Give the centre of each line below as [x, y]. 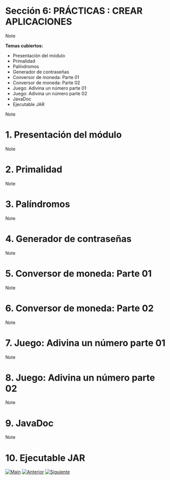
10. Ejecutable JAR [45, 458]
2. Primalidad [34, 169]
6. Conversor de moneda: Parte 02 [80, 308]
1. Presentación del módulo [64, 135]
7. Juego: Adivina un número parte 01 [85, 343]
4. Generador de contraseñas [68, 239]
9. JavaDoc [30, 423]
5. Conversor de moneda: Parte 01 [78, 273]
